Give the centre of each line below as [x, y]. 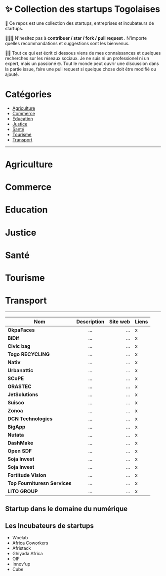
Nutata [16, 435]
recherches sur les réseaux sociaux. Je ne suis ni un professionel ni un [77, 58]
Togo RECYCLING [29, 354]
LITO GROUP [23, 491]
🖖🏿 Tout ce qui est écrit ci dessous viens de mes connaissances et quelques [83, 53]
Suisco [16, 402]
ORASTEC [20, 386]
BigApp [17, 427]
